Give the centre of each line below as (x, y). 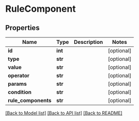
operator (19, 76)
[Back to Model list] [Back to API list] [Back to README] (64, 113)
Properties (22, 28)
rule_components (30, 100)
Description (88, 42)
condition (20, 92)
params (17, 84)
